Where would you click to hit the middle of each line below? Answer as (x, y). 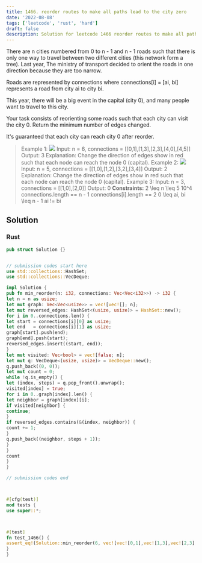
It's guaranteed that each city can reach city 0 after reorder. (80, 137)
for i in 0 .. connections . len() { (48, 316)
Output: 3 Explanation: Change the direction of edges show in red (102, 156)
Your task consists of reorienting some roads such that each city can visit (97, 119)
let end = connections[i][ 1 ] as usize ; (59, 327)
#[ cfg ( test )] (23, 500)
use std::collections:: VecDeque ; (48, 277)
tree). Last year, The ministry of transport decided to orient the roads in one (100, 64)
